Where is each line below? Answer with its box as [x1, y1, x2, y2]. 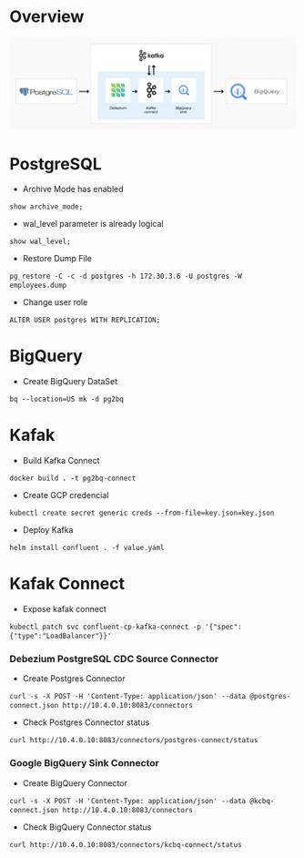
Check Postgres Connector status [22, 717, 150, 728]
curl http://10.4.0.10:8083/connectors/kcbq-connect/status [9, 840, 243, 849]
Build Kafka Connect [22, 455, 100, 466]
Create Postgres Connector [22, 673, 126, 684]
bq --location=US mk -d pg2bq [9, 394, 125, 404]
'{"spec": [204, 622, 243, 632]
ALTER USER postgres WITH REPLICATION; [9, 316, 161, 325]
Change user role [22, 297, 88, 308]
